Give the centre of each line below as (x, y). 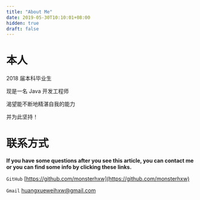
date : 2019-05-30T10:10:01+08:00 (48, 18)
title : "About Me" (29, 12)
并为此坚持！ (22, 117)
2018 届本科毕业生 (29, 79)
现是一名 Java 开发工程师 (38, 91)
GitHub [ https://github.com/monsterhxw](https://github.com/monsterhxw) (98, 179)
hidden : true (23, 23)
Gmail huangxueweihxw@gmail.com (51, 190)
